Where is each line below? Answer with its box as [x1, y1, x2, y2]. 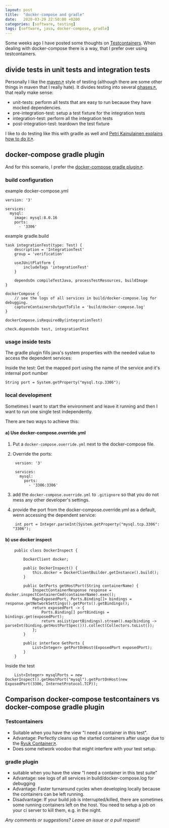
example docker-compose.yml [5, 188, 69, 194]
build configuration [5, 176, 53, 183]
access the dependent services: [5, 355, 72, 361]
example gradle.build [5, 233, 49, 239]
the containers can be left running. [12, 791, 85, 797]
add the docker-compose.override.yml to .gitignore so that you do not [12, 491, 159, 498]
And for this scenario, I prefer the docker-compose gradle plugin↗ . [5, 163, 144, 170]
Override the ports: [12, 451, 52, 457]
